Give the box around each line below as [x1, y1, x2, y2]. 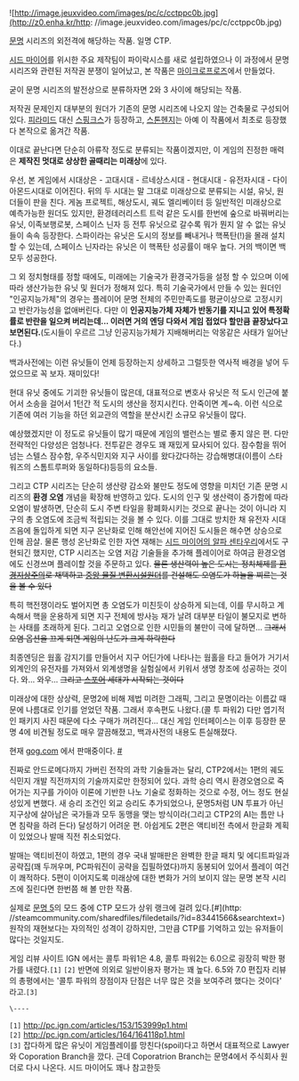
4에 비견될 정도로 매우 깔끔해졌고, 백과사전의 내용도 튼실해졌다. [18, 727, 238, 737]
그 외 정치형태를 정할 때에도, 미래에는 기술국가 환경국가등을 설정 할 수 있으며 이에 [9, 272, 289, 281]
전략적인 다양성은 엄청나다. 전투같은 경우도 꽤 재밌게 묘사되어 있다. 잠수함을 [9, 440, 271, 450]
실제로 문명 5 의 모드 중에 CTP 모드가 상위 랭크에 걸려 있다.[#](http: [9, 903, 242, 913]
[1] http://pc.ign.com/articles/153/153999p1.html [9, 1020, 189, 1030]
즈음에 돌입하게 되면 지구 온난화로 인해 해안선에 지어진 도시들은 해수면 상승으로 [9, 525, 283, 535]
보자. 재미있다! [49, 369, 100, 378]
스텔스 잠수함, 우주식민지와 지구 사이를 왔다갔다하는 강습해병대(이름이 [25, 451, 267, 461]
